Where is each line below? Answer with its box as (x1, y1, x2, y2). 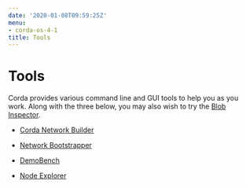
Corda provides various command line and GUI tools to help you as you (8, 94, 239, 103)
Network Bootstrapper (19, 141, 93, 150)
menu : (8, 19, 26, 27)
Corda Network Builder (19, 125, 94, 135)
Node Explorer (19, 171, 67, 181)
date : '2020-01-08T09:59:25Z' (8, 11, 108, 20)
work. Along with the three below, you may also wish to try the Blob (8, 101, 226, 111)
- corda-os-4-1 (8, 26, 58, 34)
